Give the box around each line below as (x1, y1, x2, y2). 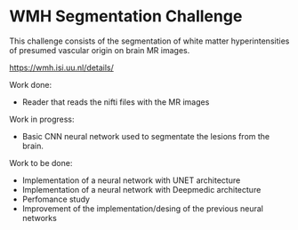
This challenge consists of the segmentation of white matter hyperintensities (9, 36, 290, 46)
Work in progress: (9, 114, 75, 124)
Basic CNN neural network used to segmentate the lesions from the (21, 131, 270, 141)
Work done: (9, 79, 52, 90)
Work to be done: (9, 157, 73, 168)
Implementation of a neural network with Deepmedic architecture (21, 184, 262, 194)
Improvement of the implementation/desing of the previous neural (21, 202, 264, 214)
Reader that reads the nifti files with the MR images (21, 96, 210, 107)
